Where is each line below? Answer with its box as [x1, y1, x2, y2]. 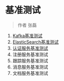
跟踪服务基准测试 [12, 57, 48, 63]
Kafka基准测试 [12, 32, 43, 38]
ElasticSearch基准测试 [12, 38, 59, 45]
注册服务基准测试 [12, 51, 48, 57]
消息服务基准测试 [12, 63, 48, 70]
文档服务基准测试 [12, 70, 48, 76]
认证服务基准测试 [12, 45, 48, 51]
